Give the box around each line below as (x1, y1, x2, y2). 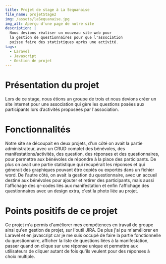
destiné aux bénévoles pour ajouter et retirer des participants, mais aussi (5, 177, 154, 183)
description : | (5, 26, 37, 31)
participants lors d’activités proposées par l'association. (5, 106, 119, 112)
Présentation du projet (5, 80, 99, 91)
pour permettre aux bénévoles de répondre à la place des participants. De (5, 156, 157, 162)
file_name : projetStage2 (5, 12, 56, 17)
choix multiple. (5, 254, 35, 260)
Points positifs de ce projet (5, 205, 118, 217)
